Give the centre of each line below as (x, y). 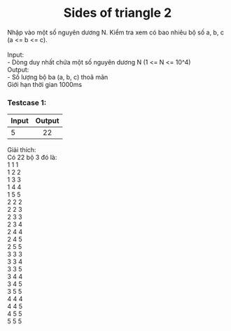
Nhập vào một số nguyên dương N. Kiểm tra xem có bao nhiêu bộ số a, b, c (115, 32)
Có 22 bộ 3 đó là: (32, 157)
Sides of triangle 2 (118, 13)
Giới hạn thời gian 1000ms (45, 84)
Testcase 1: (27, 102)
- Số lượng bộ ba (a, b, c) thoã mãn (58, 77)
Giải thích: (22, 150)
